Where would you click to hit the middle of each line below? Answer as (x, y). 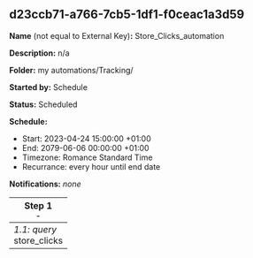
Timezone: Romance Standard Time (87, 157)
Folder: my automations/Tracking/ (72, 70)
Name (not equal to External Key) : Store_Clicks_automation (117, 35)
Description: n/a (39, 53)
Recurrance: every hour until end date (91, 166)
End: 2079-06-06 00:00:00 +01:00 (85, 148)
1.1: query (35, 229)
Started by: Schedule (49, 87)
